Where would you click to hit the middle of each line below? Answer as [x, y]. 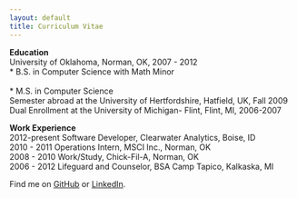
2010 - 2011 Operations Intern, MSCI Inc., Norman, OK [110, 147]
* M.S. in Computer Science [61, 91]
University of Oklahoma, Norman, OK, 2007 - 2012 [104, 62]
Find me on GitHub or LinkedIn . [68, 183]
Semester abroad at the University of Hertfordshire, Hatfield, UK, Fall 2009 [149, 100]
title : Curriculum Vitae [56, 26]
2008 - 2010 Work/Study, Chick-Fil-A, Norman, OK [104, 156]
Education [29, 52]
